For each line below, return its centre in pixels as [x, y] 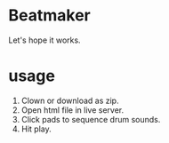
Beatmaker [49, 16]
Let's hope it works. [44, 40]
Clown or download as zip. [70, 100]
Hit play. [36, 129]
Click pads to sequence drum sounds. [91, 119]
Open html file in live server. [72, 110]
